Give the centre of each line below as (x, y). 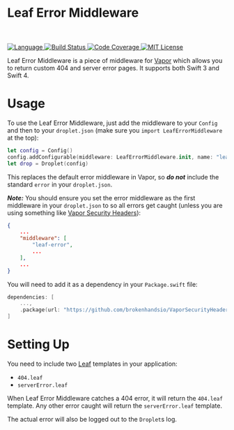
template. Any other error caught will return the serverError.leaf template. (115, 406)
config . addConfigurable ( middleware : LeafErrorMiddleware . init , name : (110, 157)
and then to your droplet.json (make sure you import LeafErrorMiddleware (115, 130)
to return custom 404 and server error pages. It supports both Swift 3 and (113, 68)
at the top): (23, 138)
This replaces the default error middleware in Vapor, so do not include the (113, 177)
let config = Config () (40, 150)
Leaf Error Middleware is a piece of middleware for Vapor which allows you (115, 60)
